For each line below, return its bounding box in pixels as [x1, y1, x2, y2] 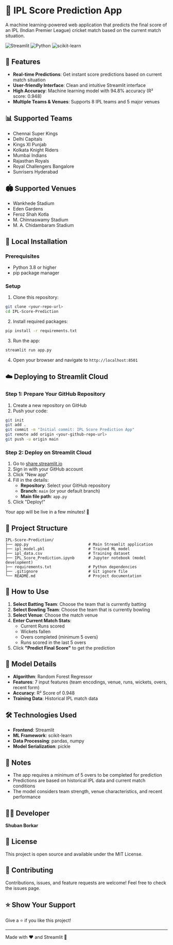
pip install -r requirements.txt [5, 328, 77, 334]
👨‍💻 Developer [5, 809, 50, 817]
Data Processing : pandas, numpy [12, 738, 84, 744]
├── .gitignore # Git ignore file [5, 569, 128, 574]
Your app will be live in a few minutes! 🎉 [5, 509, 90, 515]
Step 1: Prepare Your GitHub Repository [5, 391, 106, 398]
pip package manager [12, 270, 60, 276]
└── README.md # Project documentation [5, 573, 142, 579]
